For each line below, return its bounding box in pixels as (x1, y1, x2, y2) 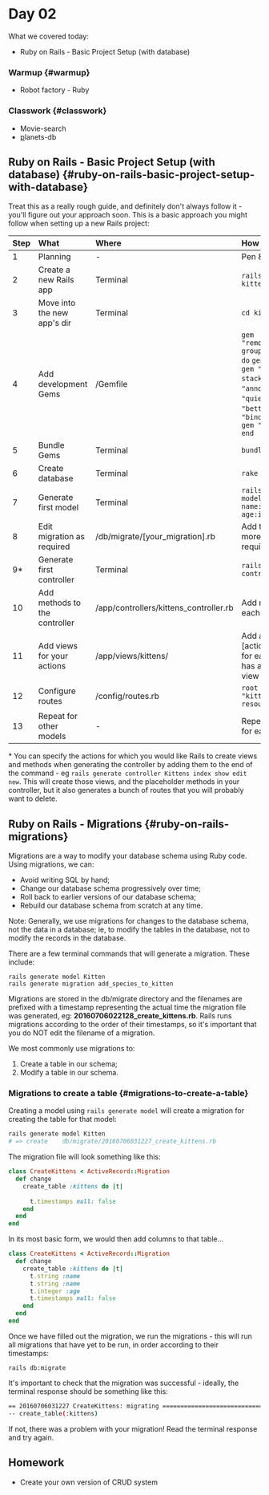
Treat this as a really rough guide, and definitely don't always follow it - (8, 201, 243, 211)
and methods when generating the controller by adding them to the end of (8, 760, 253, 770)
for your (38, 651, 68, 662)
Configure (38, 685, 76, 697)
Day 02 (8, 5, 58, 23)
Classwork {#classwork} (8, 105, 107, 116)
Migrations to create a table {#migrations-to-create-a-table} (8, 1088, 249, 1099)
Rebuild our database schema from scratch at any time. (19, 900, 203, 911)
